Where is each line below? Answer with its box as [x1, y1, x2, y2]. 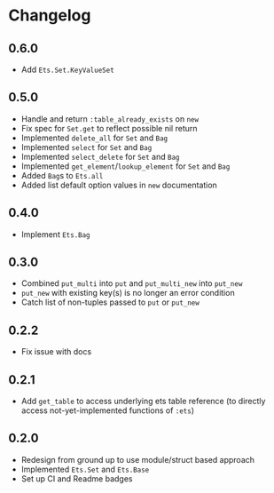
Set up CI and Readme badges [20, 473, 133, 484]
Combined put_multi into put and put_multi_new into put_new [20, 278, 243, 289]
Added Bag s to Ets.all [20, 170, 104, 180]
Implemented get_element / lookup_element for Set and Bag [20, 161, 231, 171]
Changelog [8, 5, 91, 26]
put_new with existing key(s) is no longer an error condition [20, 288, 236, 298]
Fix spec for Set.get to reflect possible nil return [20, 123, 198, 133]
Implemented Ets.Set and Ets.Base [20, 464, 150, 474]
